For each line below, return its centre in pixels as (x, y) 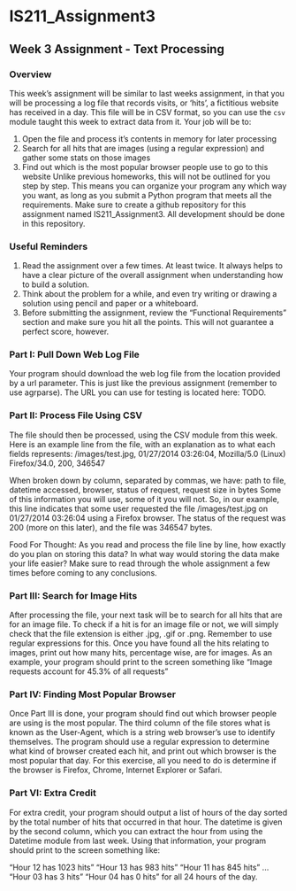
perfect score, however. (65, 332)
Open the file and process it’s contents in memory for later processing (149, 138)
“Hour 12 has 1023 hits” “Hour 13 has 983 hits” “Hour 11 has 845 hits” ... (139, 867)
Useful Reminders (49, 246)
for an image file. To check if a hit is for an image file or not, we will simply (144, 624)
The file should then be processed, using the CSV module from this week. (144, 435)
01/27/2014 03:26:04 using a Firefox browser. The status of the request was (148, 518)
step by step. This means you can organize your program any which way (154, 186)
